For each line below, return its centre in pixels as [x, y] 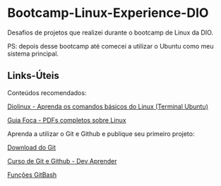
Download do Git [32, 147]
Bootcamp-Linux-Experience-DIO [108, 13]
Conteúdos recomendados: [47, 92]
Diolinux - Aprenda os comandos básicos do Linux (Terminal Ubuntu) [108, 106]
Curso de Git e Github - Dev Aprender [62, 161]
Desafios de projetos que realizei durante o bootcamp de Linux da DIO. [110, 32]
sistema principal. [33, 54]
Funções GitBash [32, 175]
